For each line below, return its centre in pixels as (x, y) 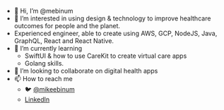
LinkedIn (37, 99)
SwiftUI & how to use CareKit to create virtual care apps (106, 56)
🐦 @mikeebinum (50, 89)
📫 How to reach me (43, 79)
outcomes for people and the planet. (67, 26)
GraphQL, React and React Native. (64, 41)
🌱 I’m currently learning (48, 48)
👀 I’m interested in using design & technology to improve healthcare (112, 18)
